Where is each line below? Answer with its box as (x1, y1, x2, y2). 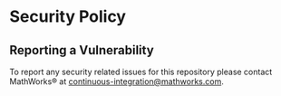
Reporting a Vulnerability (9, 43, 154, 58)
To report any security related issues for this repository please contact (9, 66, 273, 77)
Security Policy (9, 6, 127, 27)
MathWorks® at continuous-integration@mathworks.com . (9, 76, 224, 87)
